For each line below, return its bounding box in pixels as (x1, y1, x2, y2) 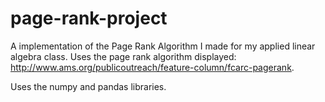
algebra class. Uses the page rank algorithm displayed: (10, 50, 237, 62)
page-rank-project (10, 7, 168, 30)
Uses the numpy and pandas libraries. (10, 80, 167, 92)
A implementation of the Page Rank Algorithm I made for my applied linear (10, 40, 316, 52)
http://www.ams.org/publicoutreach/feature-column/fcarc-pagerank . (10, 61, 295, 73)
